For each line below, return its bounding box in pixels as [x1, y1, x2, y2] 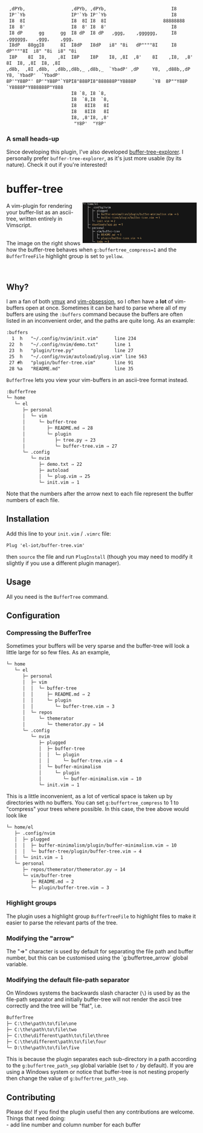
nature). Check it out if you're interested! [6, 161, 108, 169]
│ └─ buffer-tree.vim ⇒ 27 [22, 444, 118, 450]
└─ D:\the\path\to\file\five [6, 1045, 80, 1051]
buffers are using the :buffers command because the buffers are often [6, 311, 183, 318]
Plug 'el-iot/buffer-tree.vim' [6, 542, 85, 549]
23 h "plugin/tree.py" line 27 [8, 347, 134, 354]
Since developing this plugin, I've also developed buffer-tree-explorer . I [6, 148, 184, 156]
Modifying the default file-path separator [6, 975, 130, 984]
